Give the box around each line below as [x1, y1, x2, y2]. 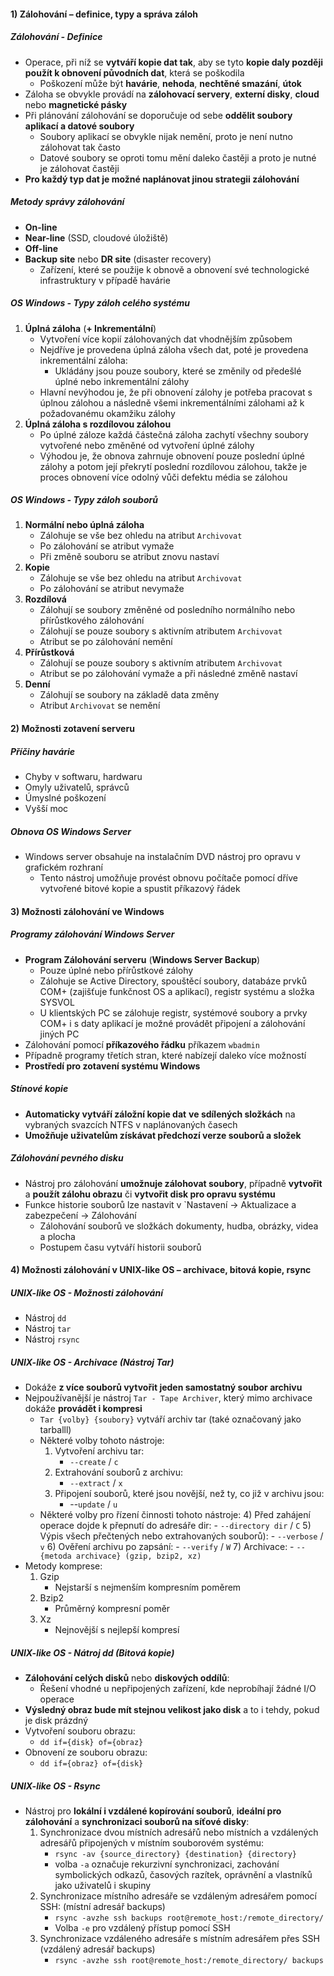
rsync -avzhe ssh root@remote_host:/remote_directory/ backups [54, 1955, 324, 1965]
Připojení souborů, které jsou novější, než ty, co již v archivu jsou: [54, 1488, 325, 1500]
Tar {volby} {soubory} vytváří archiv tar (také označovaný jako [39, 1413, 302, 1425]
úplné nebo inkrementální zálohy [54, 375, 190, 387]
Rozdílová [24, 593, 67, 605]
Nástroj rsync [24, 1333, 80, 1345]
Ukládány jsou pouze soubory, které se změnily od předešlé [54, 365, 302, 377]
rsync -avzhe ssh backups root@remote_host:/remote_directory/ [54, 1913, 324, 1923]
